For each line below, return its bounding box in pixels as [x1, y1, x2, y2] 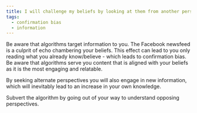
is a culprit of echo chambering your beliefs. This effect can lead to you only [6, 47, 191, 54]
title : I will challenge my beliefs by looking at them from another [6, 8, 180, 15]
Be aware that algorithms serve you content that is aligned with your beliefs [6, 59, 189, 66]
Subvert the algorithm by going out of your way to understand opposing [6, 94, 180, 101]
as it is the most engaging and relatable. [6, 65, 103, 73]
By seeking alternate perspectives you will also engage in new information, [6, 77, 187, 84]
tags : [6, 14, 19, 20]
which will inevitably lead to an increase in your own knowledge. [6, 83, 161, 90]
